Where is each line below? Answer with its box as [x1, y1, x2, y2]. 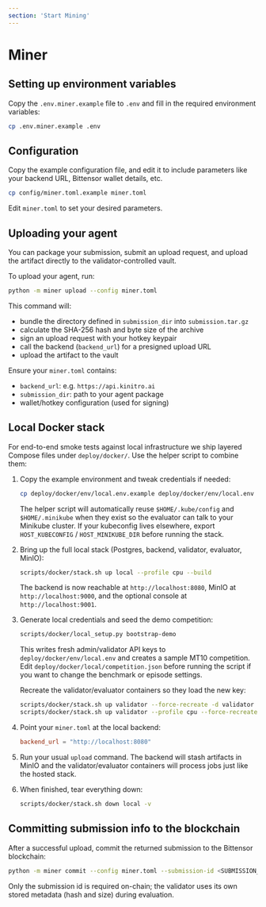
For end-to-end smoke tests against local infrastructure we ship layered [8, 442, 243, 451]
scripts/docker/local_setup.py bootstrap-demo [19, 631, 177, 639]
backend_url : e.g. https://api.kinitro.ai [19, 380, 156, 390]
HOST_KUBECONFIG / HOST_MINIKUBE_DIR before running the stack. [19, 529, 224, 538]
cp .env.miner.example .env [8, 122, 101, 130]
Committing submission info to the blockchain [8, 822, 241, 836]
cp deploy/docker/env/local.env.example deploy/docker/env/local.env [19, 489, 255, 497]
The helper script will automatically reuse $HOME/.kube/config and [19, 504, 235, 513]
